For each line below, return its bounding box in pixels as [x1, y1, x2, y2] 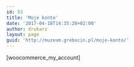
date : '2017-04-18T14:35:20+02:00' [6, 20, 97, 26]
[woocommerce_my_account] [6, 54, 80, 61]
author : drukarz [6, 26, 48, 32]
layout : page [6, 32, 40, 38]
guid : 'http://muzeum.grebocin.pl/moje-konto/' [6, 37, 130, 43]
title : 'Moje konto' [6, 15, 59, 21]
